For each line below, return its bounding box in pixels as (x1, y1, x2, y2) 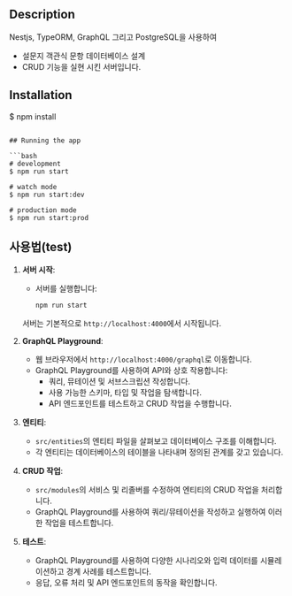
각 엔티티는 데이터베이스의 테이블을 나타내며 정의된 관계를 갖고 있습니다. (35, 447, 284, 458)
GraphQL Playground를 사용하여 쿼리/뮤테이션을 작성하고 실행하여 (35, 507, 266, 517)
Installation (9, 88, 73, 103)
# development (9, 159, 62, 168)
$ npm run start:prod (9, 213, 89, 222)
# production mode (9, 205, 77, 215)
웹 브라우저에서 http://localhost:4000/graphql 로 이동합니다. (35, 354, 252, 365)
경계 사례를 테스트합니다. (65, 566, 152, 577)
